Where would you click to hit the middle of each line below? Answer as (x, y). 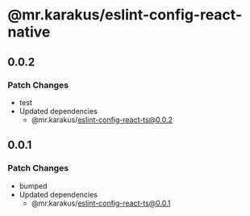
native (29, 32)
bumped (33, 186)
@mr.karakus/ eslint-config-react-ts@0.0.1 (101, 203)
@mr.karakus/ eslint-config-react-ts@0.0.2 (102, 120)
